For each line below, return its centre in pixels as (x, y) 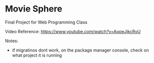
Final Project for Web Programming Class (46, 22)
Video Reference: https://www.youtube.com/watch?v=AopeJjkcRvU (73, 31)
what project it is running (37, 55)
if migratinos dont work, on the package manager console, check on (80, 50)
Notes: (12, 41)
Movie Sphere (34, 9)
